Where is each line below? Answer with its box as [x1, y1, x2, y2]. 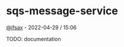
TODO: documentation [6, 35, 61, 42]
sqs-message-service [6, 4, 119, 18]
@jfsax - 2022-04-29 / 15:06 [6, 24, 77, 31]
